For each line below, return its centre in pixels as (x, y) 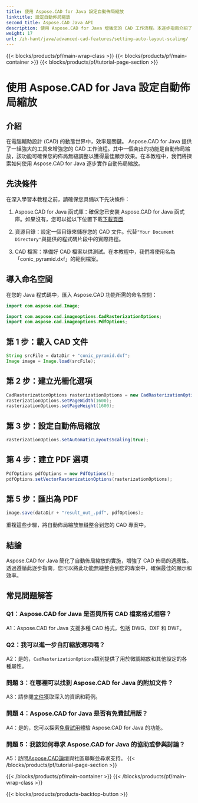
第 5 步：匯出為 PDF (42, 499)
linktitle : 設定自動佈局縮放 (38, 17)
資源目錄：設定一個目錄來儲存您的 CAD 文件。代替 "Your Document (94, 231)
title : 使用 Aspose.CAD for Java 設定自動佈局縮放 (65, 12)
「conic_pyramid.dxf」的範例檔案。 (58, 259)
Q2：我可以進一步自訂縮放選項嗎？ (56, 645)
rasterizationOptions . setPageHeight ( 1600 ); (60, 406)
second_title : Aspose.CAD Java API (50, 22)
